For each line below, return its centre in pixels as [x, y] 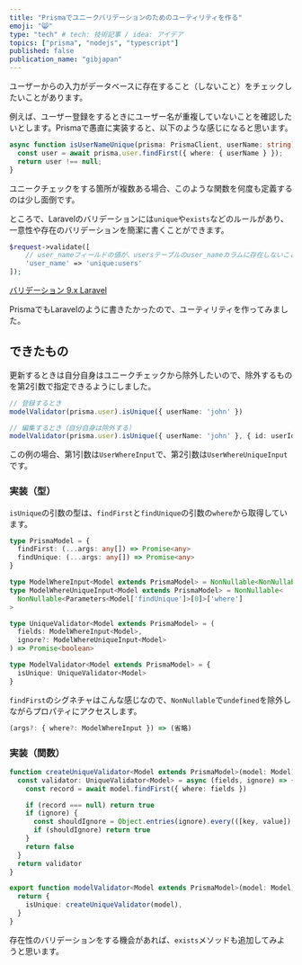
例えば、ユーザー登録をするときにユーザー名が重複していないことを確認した [151, 116]
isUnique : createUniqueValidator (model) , [104, 905]
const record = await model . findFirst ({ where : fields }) [136, 789]
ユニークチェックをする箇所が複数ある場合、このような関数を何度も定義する [151, 188]
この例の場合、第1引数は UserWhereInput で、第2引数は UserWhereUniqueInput [149, 454]
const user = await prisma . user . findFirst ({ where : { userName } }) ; [150, 153]
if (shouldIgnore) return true [92, 830]
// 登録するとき [36, 403]
